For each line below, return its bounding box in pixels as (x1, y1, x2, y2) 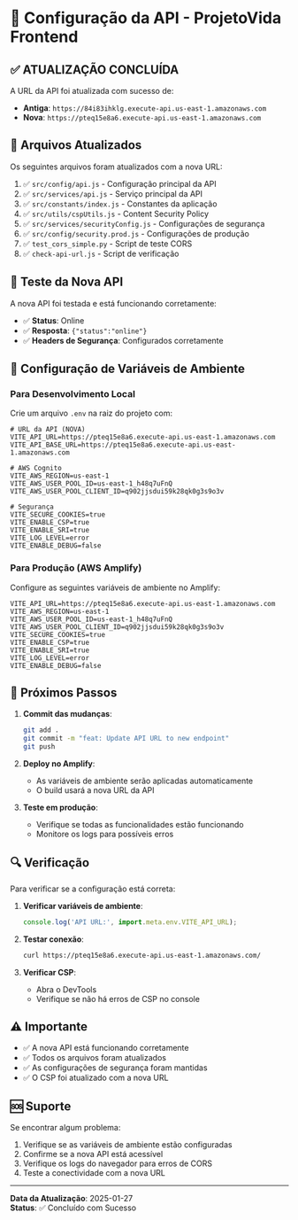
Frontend (10, 27, 79, 47)
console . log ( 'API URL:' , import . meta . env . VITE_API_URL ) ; (22, 917, 238, 927)
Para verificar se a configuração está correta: (10, 883, 176, 894)
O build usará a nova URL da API (35, 785, 155, 796)
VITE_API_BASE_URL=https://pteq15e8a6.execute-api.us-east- (10, 440, 237, 450)
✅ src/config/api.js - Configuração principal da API (22, 178, 218, 189)
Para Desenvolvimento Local (10, 387, 136, 400)
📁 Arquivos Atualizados (10, 137, 142, 153)
